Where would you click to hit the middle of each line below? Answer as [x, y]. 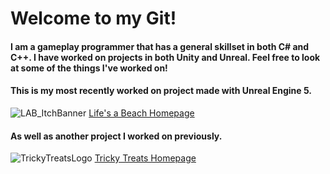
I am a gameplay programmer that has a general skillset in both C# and [160, 46]
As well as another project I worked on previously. [116, 136]
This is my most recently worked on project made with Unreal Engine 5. [161, 91]
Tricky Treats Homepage [145, 158]
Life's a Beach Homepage [141, 113]
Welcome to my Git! [93, 18]
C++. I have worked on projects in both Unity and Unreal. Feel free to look [165, 57]
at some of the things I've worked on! [89, 68]
